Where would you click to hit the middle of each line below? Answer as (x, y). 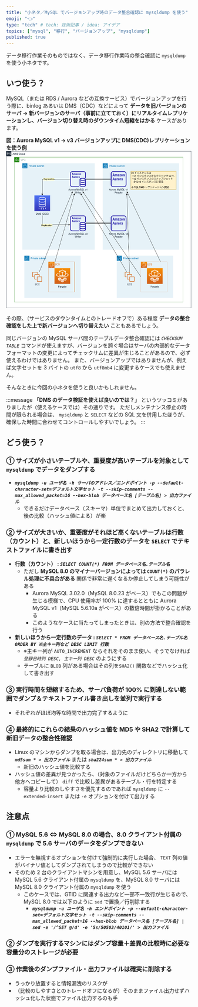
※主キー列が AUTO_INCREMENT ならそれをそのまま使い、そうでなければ (107, 651)
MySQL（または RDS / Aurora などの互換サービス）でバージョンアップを (94, 98)
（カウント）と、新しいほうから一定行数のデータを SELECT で (92, 541)
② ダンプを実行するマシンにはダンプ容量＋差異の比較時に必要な (98, 943)
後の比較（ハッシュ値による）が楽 (65, 516)
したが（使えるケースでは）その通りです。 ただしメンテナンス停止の (99, 407)
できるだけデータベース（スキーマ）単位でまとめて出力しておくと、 (105, 508)
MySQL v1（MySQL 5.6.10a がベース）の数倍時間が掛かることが (109, 608)
